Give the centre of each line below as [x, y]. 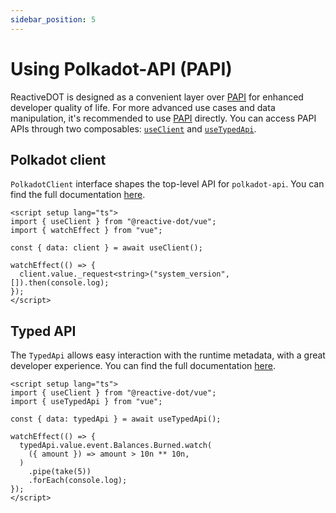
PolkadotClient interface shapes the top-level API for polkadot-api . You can [167, 184]
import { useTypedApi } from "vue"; [86, 402]
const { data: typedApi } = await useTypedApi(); [116, 419]
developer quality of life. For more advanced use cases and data [143, 107]
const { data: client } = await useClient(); [106, 248]
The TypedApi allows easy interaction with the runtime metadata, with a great [168, 355]
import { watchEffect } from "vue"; [86, 231]
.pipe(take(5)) [60, 472]
